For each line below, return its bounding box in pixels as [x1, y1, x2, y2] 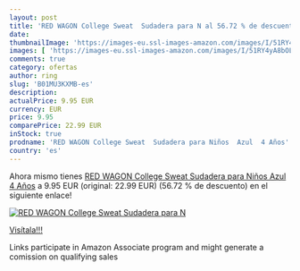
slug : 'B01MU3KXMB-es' [9, 80, 94, 89]
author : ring [9, 72, 58, 80]
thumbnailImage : [9, 38, 70, 47]
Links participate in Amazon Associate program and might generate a [9, 241, 264, 252]
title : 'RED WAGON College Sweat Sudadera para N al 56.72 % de [9, 21, 257, 30]
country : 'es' [9, 146, 62, 155]
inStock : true [9, 130, 62, 139]
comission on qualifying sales [9, 251, 119, 262]
